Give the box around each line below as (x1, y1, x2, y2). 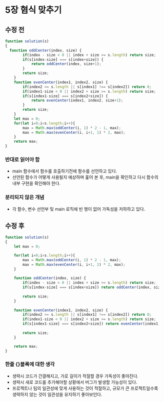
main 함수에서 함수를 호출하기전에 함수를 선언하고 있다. (12, 168, 117, 174)
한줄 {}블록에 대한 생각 (5, 361, 55, 368)
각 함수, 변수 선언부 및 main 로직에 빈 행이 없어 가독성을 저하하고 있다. (12, 206, 145, 212)
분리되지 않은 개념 (5, 194, 45, 201)
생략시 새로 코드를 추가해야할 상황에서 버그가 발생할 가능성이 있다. (12, 379, 138, 385)
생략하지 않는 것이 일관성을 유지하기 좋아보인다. (12, 391, 102, 397)
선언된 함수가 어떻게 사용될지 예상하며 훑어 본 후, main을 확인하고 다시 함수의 (12, 175, 159, 180)
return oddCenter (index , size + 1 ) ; (31, 62, 102, 67)
